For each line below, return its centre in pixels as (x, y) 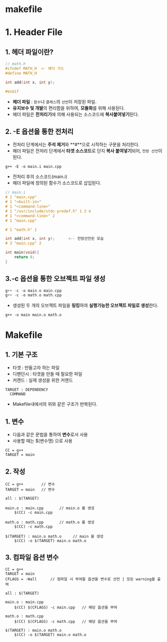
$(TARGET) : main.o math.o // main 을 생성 (55, 536)
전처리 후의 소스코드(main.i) (40, 176)
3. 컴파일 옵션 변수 (32, 557)
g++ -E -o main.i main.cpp (33, 167)
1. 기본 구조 (21, 355)
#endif (12, 91)
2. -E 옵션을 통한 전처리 (39, 131)
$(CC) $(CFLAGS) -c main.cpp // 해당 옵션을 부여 (66, 607)
